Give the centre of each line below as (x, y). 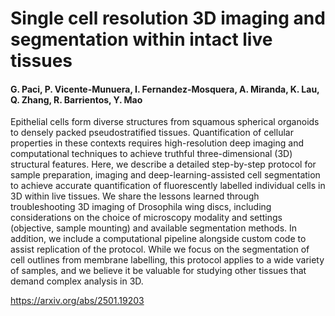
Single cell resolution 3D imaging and (168, 18)
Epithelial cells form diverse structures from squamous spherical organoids (165, 122)
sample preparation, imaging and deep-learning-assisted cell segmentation (165, 175)
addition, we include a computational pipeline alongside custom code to (158, 239)
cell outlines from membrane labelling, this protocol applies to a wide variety (167, 260)
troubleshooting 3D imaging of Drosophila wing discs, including (141, 207)
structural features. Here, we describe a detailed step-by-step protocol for (163, 164)
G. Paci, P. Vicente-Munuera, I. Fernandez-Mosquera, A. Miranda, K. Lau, (165, 89)
